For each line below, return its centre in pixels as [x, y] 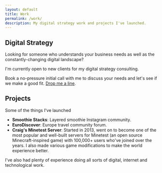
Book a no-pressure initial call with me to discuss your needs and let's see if [81, 79]
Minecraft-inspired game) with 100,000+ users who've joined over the [82, 140]
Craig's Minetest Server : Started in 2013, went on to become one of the [84, 130]
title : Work [17, 14]
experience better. [30, 150]
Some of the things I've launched [38, 110]
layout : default [21, 9]
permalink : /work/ [24, 18]
